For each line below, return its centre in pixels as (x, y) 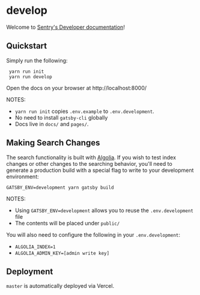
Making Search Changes (53, 143)
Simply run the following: (37, 60)
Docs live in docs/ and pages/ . (52, 124)
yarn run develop (30, 77)
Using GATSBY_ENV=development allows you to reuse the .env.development (104, 210)
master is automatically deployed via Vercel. (60, 286)
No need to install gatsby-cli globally (61, 117)
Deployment (30, 271)
